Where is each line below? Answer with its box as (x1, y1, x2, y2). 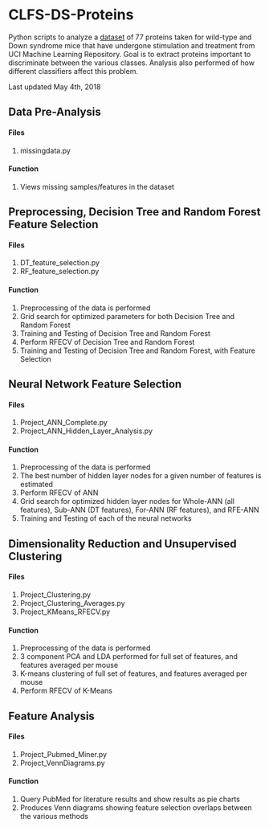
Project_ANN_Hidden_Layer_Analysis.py (19, 426, 153, 436)
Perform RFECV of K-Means (19, 686, 112, 696)
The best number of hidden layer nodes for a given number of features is (19, 471, 262, 481)
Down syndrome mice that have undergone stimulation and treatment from (8, 40, 255, 50)
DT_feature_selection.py (19, 258, 100, 268)
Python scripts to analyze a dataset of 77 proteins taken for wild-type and (8, 32, 252, 42)
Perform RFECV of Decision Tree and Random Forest (19, 337, 195, 346)
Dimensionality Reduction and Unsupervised (8, 537, 237, 551)
